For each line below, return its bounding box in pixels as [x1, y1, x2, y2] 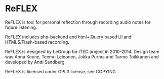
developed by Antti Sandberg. [5, 59, 66, 65]
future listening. [5, 24, 37, 30]
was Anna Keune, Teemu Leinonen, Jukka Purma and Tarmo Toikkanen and [5, 53, 159, 59]
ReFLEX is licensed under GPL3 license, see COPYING [5, 68, 116, 74]
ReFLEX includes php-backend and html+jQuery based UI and [5, 34, 132, 40]
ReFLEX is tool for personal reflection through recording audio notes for [5, 19, 151, 25]
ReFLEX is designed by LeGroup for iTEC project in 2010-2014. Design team [5, 49, 160, 54]
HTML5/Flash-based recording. [5, 39, 70, 45]
